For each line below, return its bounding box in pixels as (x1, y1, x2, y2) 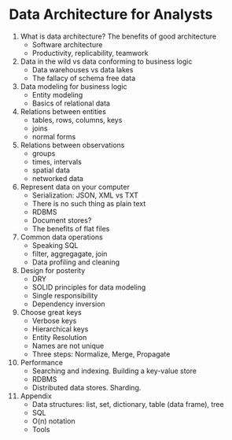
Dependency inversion (31, 299, 105, 309)
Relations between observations (20, 140, 125, 150)
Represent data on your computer (20, 182, 131, 191)
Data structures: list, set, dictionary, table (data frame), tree (31, 399, 224, 409)
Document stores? (31, 215, 92, 225)
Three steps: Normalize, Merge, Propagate (31, 349, 171, 359)
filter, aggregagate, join (31, 249, 108, 258)
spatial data (31, 165, 70, 175)
